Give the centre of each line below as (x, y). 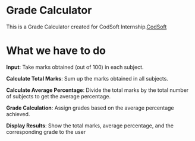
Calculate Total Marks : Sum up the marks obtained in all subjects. (87, 78)
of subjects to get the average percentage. (59, 96)
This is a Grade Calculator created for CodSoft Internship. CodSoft (87, 27)
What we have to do (56, 51)
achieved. (18, 114)
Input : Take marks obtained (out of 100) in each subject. (75, 67)
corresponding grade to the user (46, 132)
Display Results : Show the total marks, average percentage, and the (90, 126)
